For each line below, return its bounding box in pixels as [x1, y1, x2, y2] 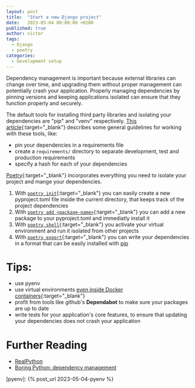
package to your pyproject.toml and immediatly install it [14, 214, 150, 222]
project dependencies [14, 202, 69, 209]
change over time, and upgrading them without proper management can [6, 80, 182, 88]
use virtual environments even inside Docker [14, 286, 123, 293]
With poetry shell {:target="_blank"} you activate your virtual [14, 221, 164, 228]
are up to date [14, 305, 49, 312]
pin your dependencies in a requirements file [14, 141, 124, 148]
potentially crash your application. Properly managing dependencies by [6, 87, 180, 94]
